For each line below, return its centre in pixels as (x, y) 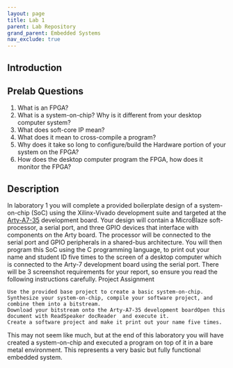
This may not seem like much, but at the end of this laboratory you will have (115, 335)
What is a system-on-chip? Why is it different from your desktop (109, 115)
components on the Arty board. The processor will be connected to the (109, 235)
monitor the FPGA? (44, 167)
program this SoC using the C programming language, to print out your (109, 250)
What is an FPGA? (43, 108)
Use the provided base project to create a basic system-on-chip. (105, 292)
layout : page (26, 14)
